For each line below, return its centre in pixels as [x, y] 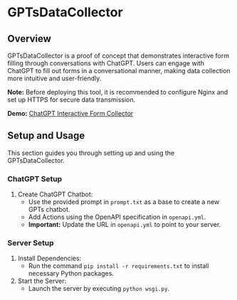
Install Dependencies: [49, 258]
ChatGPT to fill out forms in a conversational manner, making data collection [119, 71]
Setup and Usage [46, 136]
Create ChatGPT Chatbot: [55, 194]
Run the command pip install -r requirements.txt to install [118, 266]
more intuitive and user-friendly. [54, 78]
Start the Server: [42, 281]
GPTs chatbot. [49, 210]
